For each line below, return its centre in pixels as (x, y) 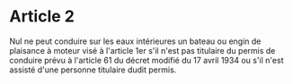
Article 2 (42, 17)
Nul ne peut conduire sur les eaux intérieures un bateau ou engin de (135, 41)
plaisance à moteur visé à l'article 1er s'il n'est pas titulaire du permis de (142, 50)
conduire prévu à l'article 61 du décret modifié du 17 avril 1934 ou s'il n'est (146, 60)
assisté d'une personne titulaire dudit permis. (93, 70)
